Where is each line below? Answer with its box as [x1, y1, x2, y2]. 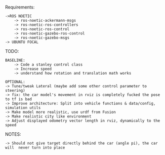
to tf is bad [5, 97, 32, 102]
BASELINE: [5, 58, 26, 63]
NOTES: [5, 131, 21, 137]
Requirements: [5, 4, 35, 10]
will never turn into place [5, 145, 65, 150]
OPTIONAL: [5, 79, 26, 84]
